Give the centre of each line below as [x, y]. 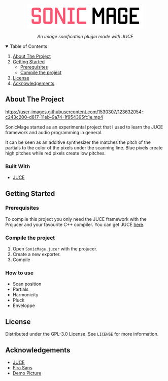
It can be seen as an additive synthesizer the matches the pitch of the [78, 142]
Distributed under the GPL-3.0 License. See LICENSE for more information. [82, 334]
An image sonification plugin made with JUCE [85, 36]
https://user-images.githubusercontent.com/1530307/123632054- [74, 112]
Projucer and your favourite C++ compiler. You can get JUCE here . [75, 224]
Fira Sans [23, 368]
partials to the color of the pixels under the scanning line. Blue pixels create [84, 147]
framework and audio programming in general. [54, 132]
